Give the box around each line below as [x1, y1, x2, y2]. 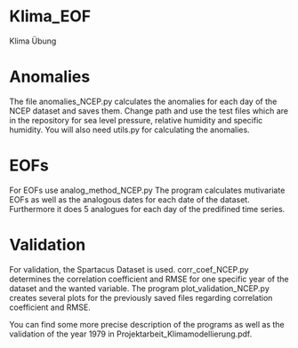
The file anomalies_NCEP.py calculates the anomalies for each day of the [9, 96, 278, 107]
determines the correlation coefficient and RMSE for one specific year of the [9, 273, 289, 284]
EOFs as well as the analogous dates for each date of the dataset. [9, 194, 251, 205]
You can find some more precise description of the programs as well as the [9, 319, 285, 329]
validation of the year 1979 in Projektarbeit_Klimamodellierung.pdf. [9, 328, 253, 339]
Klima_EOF [9, 6, 92, 27]
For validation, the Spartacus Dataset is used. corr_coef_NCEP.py [9, 264, 249, 274]
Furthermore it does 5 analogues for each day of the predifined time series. [9, 203, 286, 214]
